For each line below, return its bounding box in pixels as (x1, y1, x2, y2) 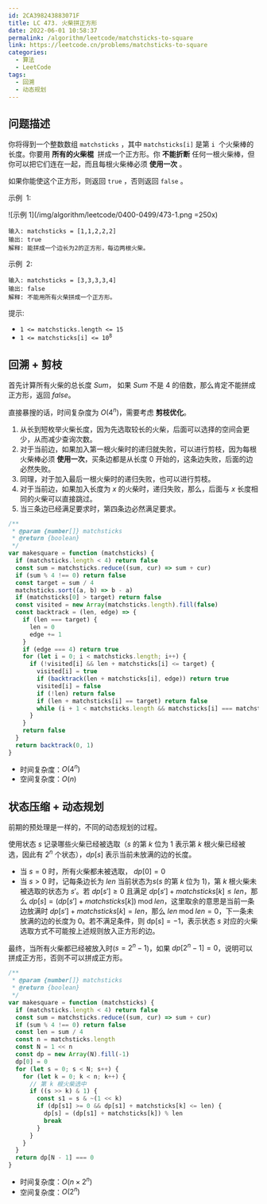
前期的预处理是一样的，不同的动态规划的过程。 (8, 823, 161, 832)
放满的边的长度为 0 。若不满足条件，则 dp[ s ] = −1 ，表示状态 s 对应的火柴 (19, 916, 258, 926)
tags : (8, 71, 26, 79)
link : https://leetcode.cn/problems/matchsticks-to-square (8, 41, 208, 49)
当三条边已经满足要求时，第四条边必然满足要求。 (19, 504, 180, 513)
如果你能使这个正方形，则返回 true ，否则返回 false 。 (8, 176, 188, 186)
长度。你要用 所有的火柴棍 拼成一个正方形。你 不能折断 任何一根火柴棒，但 (8, 149, 255, 159)
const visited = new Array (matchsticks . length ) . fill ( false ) (15, 601, 219, 609)
